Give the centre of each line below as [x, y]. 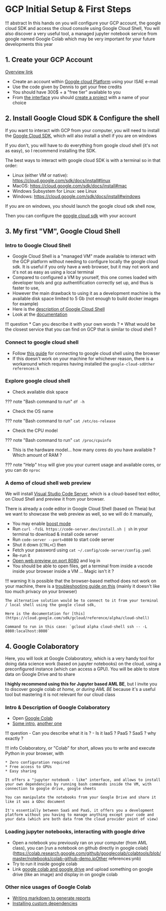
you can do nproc [23, 470]
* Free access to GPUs [28, 767]
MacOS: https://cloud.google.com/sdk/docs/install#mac [70, 186]
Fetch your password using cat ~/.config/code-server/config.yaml [82, 550]
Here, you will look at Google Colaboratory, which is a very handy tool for [80, 658]
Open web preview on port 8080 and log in [56, 561]
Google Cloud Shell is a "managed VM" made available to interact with [84, 256]
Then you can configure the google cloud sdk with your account [71, 216]
